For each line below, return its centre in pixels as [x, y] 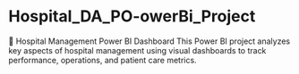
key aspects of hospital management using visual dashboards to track [137, 50]
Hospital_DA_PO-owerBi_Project [132, 16]
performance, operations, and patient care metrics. [103, 60]
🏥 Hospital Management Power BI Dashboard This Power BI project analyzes [149, 41]
